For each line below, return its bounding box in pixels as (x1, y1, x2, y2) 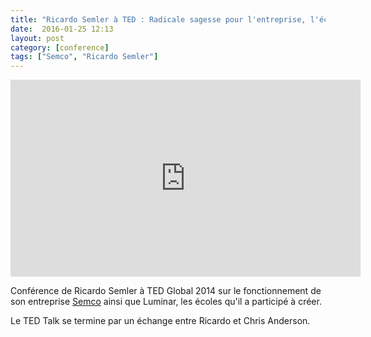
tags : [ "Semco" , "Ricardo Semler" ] (10, 52, 159, 62)
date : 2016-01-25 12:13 (10, 24, 114, 34)
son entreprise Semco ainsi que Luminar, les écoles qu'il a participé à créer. (10, 296, 322, 308)
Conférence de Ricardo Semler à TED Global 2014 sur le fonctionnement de (10, 285, 322, 297)
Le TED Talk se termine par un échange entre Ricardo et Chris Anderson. (10, 315, 311, 327)
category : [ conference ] (10, 42, 110, 53)
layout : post (10, 33, 65, 43)
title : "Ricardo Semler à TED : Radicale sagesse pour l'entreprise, (10, 14, 307, 25)
